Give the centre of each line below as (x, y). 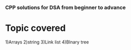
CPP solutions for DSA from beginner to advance (65, 7)
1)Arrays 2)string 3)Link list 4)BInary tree (47, 42)
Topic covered (35, 28)
